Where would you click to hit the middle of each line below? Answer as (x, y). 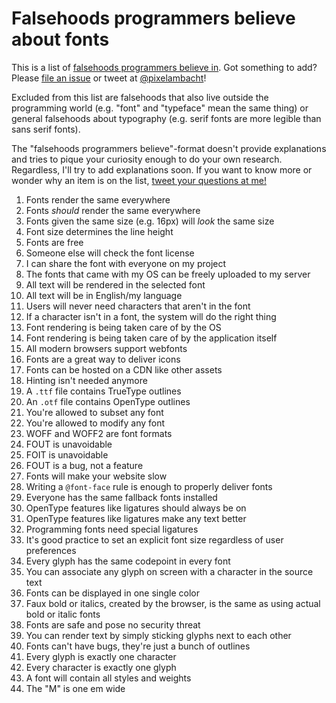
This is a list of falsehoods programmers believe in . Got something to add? (164, 67)
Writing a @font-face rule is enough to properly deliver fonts (149, 486)
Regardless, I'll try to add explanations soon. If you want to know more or (162, 169)
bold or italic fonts (63, 614)
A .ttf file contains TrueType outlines (103, 391)
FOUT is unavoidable (69, 444)
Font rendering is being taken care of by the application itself (151, 338)
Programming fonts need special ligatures (112, 529)
